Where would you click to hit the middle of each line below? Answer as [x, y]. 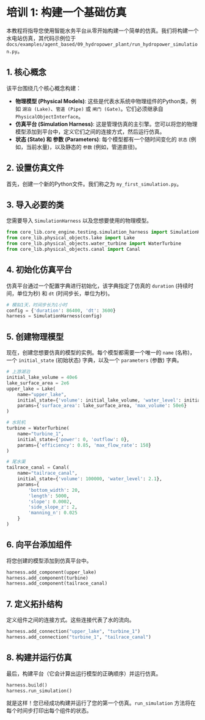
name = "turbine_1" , [41, 434]
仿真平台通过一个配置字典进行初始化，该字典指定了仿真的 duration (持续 [97, 286]
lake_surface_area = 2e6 [38, 383]
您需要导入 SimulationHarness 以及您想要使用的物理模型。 [79, 221]
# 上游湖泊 [18, 372]
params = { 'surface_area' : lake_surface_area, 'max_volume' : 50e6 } [102, 406]
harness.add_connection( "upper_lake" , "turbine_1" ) [73, 632]
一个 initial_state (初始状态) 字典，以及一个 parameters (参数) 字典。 [94, 360]
